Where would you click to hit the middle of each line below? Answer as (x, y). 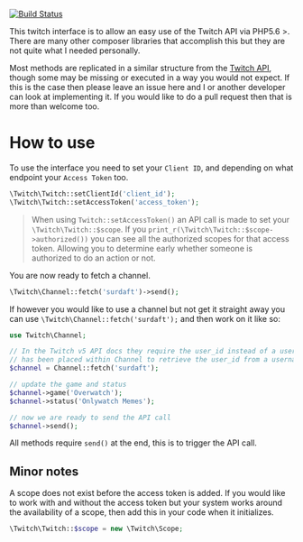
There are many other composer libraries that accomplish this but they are (147, 41)
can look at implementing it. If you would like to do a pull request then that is (151, 96)
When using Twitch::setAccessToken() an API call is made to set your (161, 219)
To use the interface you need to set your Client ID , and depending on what (151, 168)
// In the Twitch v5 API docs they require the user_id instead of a (143, 352)
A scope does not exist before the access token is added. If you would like (147, 493)
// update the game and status (68, 385)
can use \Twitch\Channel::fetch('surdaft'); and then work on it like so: (145, 318)
